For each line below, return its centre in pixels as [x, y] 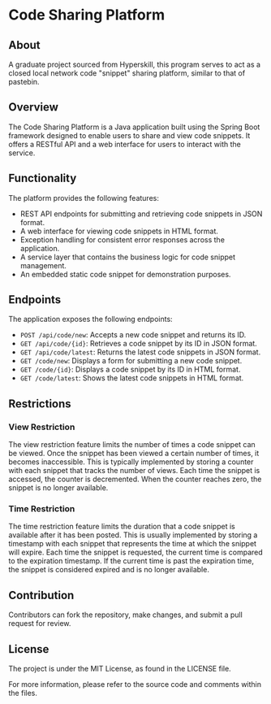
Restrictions [40, 404]
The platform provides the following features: [84, 198]
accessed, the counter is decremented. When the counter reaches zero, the [135, 479]
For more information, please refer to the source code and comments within [135, 684]
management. [43, 265]
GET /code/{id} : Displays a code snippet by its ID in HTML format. [130, 369]
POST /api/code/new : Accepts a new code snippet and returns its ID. [133, 335]
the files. [23, 693]
